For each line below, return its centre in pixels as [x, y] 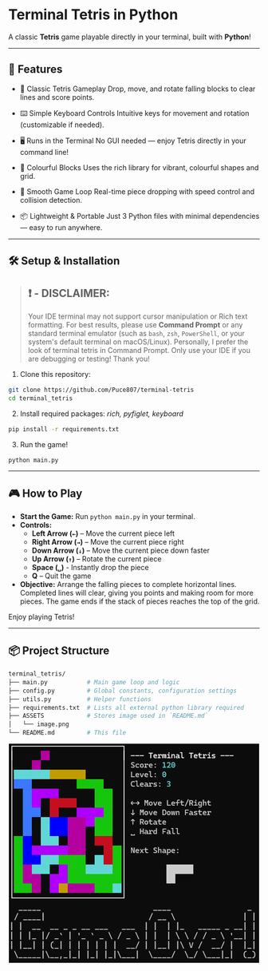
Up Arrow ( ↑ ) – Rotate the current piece [97, 559]
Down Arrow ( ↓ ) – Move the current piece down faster [120, 551]
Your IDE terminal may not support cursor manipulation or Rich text [138, 316]
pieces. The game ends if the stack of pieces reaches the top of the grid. [140, 601]
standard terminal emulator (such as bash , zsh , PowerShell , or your [136, 333]
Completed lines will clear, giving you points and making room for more [136, 593]
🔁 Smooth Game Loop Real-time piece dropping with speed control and [137, 191]
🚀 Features [35, 69]
